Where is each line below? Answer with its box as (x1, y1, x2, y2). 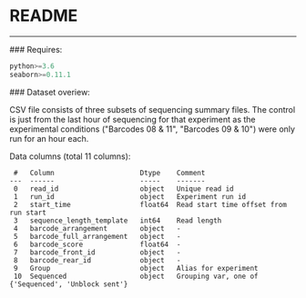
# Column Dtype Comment (13, 168, 206, 177)
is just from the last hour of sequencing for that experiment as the (9, 114, 256, 124)
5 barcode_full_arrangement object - (13, 232, 181, 241)
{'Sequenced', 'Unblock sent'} (9, 279, 128, 289)
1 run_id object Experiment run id (13, 192, 247, 201)
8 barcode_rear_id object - (13, 255, 181, 264)
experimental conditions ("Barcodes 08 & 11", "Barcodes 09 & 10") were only (9, 124, 296, 134)
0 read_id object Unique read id (13, 184, 234, 194)
